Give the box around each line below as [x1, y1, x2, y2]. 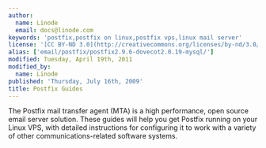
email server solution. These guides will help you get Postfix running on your [8, 115, 258, 124]
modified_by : [8, 63, 51, 71]
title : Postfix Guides [8, 84, 83, 93]
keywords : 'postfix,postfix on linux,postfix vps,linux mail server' [8, 33, 243, 42]
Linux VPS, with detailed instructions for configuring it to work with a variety [8, 123, 256, 132]
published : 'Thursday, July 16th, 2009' [8, 77, 144, 85]
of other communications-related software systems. [8, 131, 178, 141]
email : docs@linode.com [15, 26, 93, 34]
